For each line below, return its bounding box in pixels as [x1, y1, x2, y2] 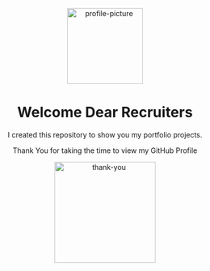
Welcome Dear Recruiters [17, 104, 193, 121]
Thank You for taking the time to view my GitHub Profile [12, 146, 198, 155]
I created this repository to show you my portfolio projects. [7, 129, 203, 139]
